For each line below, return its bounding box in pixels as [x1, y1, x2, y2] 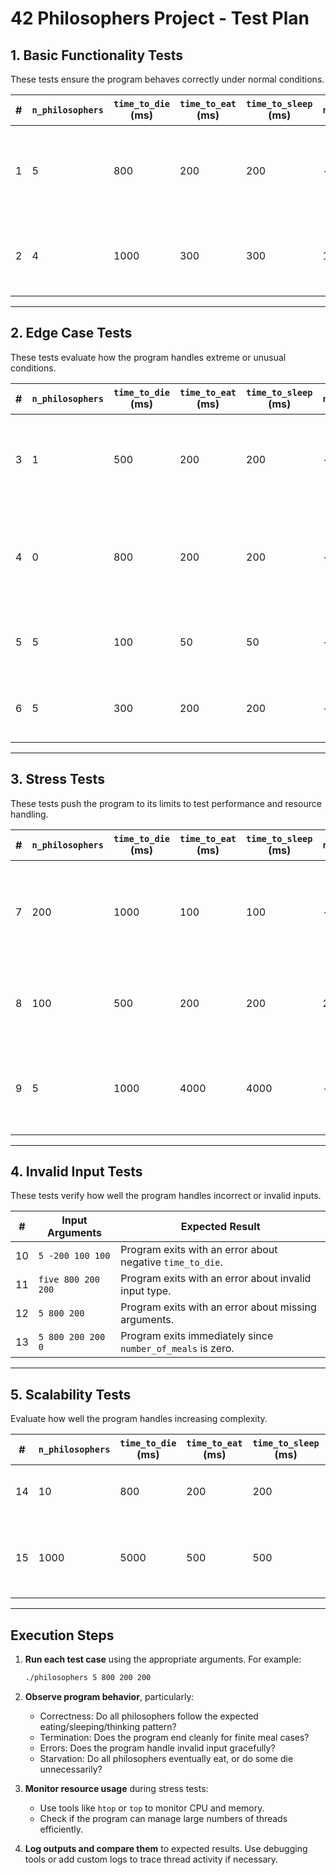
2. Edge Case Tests [10, 325, 133, 342]
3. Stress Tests [10, 771, 105, 788]
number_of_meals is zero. [120, 1342, 235, 1356]
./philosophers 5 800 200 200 [24, 1673, 152, 1683]
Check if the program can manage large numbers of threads [39, 1812, 288, 1824]
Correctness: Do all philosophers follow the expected [39, 1710, 259, 1722]
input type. [120, 1284, 172, 1298]
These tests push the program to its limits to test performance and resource [10, 797, 322, 809]
